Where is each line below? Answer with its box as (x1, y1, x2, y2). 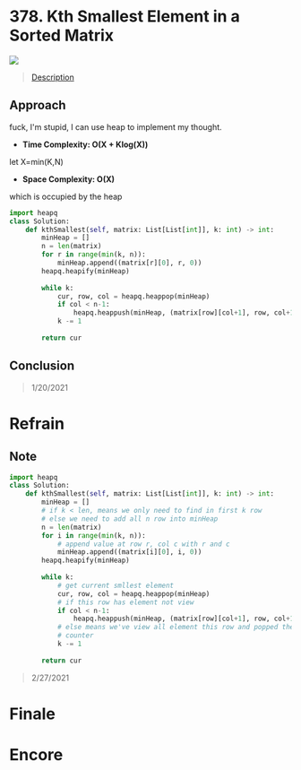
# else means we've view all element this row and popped (56, 623, 279, 632)
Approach (9, 98, 66, 113)
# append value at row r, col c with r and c (56, 540, 230, 549)
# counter (56, 631, 94, 640)
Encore (9, 745, 64, 766)
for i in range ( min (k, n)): (41, 531, 146, 540)
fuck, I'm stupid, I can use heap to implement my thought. (9, 121, 222, 132)
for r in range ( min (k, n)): (41, 250, 146, 259)
